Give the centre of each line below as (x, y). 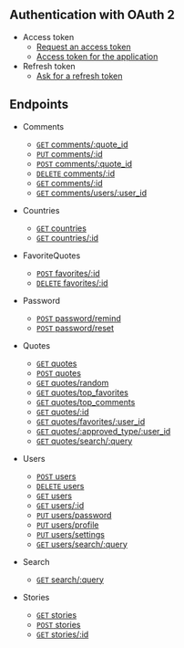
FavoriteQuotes (51, 256)
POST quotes (59, 372)
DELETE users (60, 486)
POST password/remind (78, 318)
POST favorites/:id (68, 273)
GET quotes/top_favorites (82, 392)
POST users (56, 476)
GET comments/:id (69, 183)
